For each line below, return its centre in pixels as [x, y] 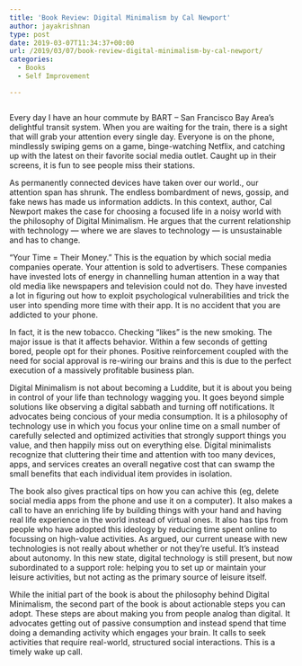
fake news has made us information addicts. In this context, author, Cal [141, 201]
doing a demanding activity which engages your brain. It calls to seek [138, 632]
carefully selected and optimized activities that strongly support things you [148, 435]
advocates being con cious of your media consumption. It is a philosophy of [149, 416]
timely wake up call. [46, 652]
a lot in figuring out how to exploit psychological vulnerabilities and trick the [149, 295]
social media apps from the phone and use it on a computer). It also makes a [151, 501]
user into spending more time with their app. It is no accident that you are [145, 305]
